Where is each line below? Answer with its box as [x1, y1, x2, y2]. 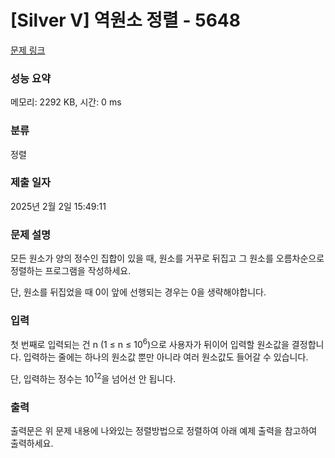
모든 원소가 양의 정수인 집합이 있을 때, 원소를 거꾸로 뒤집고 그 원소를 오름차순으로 [10, 252, 325, 265]
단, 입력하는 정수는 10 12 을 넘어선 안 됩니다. [10, 371, 177, 385]
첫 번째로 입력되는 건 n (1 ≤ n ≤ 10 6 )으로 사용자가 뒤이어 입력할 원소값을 [10, 337, 290, 351]
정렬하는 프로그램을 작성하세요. [10, 265, 132, 277]
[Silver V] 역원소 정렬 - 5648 [10, 9, 241, 32]
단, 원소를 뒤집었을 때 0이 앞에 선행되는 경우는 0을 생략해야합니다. [10, 286, 267, 298]
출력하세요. [10, 437, 54, 450]
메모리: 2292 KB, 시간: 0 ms [10, 96, 122, 108]
